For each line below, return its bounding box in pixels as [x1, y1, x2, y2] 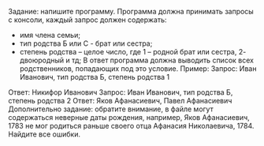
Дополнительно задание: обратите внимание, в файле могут [8, 104, 214, 114]
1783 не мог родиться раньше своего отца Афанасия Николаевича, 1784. [8, 122, 255, 130]
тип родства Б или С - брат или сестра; [19, 39, 153, 48]
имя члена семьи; [19, 31, 81, 39]
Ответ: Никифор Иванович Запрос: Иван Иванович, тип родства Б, [8, 88, 233, 97]
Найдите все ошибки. [8, 129, 81, 139]
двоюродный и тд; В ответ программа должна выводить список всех [19, 55, 255, 65]
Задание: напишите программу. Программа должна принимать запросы [8, 7, 254, 16]
